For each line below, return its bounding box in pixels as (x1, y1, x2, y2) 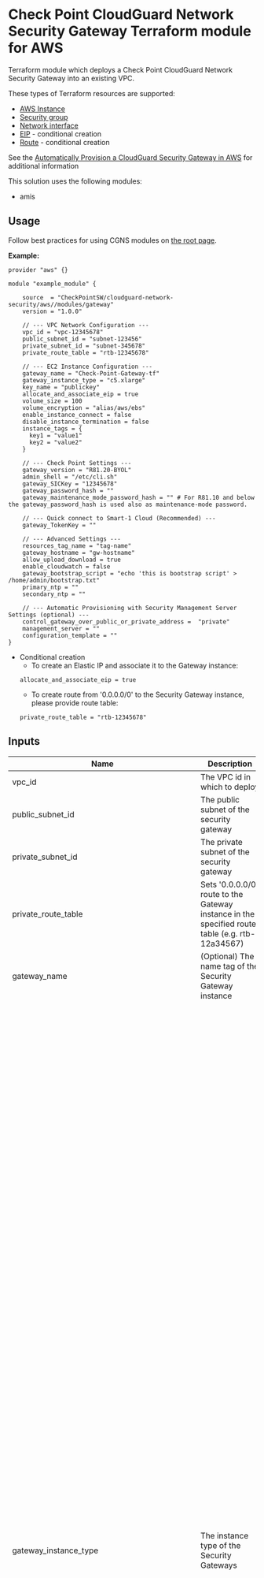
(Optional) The (200, 951, 255, 962)
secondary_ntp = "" (22, 590, 86, 598)
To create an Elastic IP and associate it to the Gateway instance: (31, 661, 238, 670)
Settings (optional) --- (8, 611, 90, 619)
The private (200, 836, 244, 847)
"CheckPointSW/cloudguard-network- (57, 293, 174, 301)
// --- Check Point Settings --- (22, 459, 132, 467)
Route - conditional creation (19, 137, 110, 147)
